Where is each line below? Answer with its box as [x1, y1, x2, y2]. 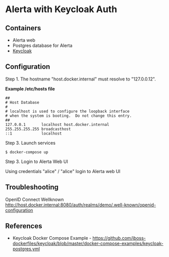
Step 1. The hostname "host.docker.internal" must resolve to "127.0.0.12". [5, 76, 156, 82]
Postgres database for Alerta [12, 42, 73, 49]
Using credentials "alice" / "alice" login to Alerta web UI [5, 168, 121, 174]
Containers [5, 24, 41, 32]
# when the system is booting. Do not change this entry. [5, 113, 132, 118]
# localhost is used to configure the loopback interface [5, 109, 130, 114]
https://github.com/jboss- [92, 235, 146, 241]
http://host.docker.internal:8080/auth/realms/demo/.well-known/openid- [5, 201, 156, 208]
